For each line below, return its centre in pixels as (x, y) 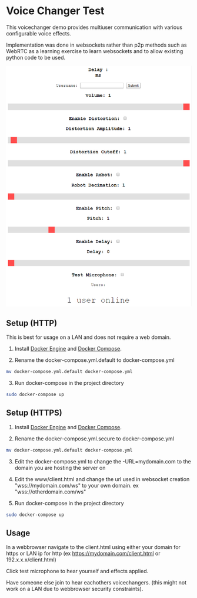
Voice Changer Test (55, 11)
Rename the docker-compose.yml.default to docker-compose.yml (94, 360)
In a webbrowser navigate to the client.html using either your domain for (94, 547)
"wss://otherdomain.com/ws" (50, 492)
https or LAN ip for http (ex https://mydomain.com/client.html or (83, 554)
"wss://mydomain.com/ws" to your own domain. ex (77, 485)
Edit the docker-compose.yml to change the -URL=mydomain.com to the (103, 461)
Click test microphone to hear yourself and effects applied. (77, 571)
